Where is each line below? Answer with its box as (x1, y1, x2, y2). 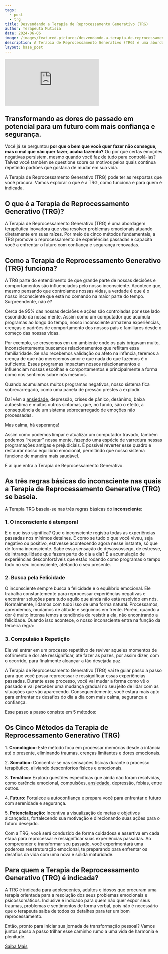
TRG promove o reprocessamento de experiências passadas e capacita (5, 236, 152, 243)
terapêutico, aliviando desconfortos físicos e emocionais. (5, 765, 123, 771)
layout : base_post (5, 45, 43, 50)
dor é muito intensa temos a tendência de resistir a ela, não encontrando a (5, 612, 158, 618)
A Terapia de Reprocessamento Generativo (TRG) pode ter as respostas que (5, 174, 162, 180)
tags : (5, 7, 16, 13)
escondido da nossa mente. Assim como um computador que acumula (5, 314, 151, 320)
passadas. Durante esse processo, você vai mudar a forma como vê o (5, 678, 149, 684)
